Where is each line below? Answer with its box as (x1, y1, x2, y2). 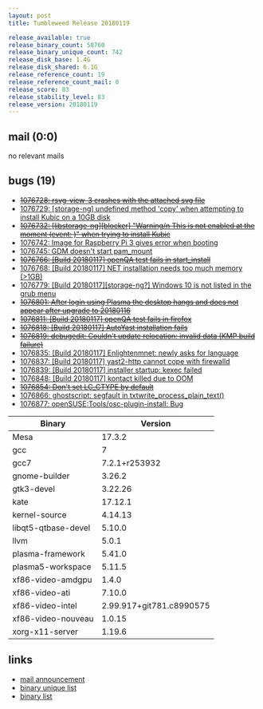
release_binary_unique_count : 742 (8, 49, 124, 57)
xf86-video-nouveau (12, 612, 94, 624)
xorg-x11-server (12, 626, 78, 637)
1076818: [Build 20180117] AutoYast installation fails (19, 323, 188, 332)
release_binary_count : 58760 (8, 41, 105, 49)
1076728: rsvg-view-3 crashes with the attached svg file (19, 195, 206, 204)
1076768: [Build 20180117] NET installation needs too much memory (19, 263, 243, 272)
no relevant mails (8, 151, 65, 160)
